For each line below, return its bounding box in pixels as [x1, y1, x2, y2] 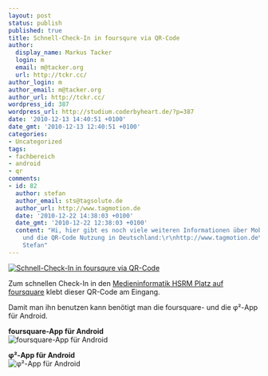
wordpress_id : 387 [8, 100, 69, 108]
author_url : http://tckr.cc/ [8, 93, 105, 101]
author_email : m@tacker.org [8, 85, 102, 94]
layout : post [8, 11, 52, 20]
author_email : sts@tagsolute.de [15, 197, 124, 205]
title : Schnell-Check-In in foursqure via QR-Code [8, 33, 180, 42]
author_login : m [8, 78, 62, 86]
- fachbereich [8, 152, 56, 160]
